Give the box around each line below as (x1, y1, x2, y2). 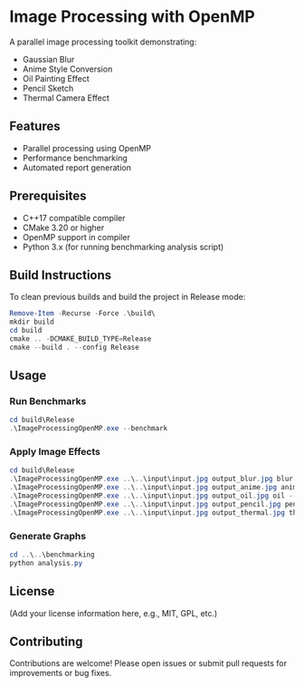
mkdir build (9, 317, 54, 327)
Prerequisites (9, 189, 87, 204)
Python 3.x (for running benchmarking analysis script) (22, 241, 224, 252)
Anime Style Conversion (22, 63, 113, 74)
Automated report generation (22, 161, 131, 173)
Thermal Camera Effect (22, 92, 110, 103)
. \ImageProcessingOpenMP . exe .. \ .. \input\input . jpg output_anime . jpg (9, 483, 278, 492)
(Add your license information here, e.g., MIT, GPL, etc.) (9, 607, 218, 618)
